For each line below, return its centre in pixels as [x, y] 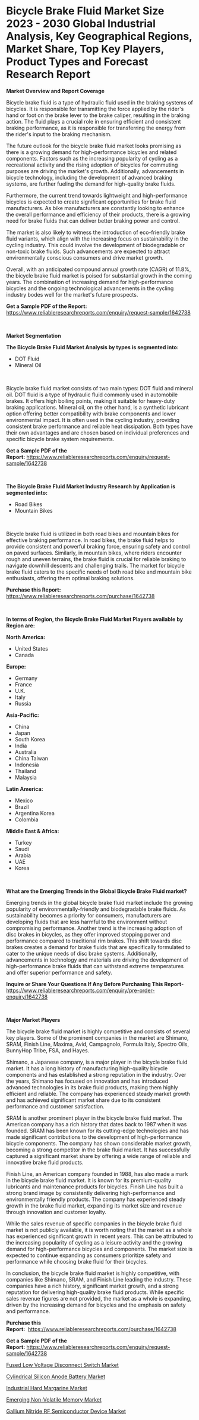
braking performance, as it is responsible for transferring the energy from [96, 128]
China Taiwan [31, 758]
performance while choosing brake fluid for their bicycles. [77, 1261]
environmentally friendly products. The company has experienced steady [96, 1199]
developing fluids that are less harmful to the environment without [87, 922]
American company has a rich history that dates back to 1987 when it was [97, 1124]
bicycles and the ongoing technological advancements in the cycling [90, 288]
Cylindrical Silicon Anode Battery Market [56, 1376]
